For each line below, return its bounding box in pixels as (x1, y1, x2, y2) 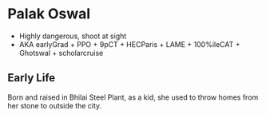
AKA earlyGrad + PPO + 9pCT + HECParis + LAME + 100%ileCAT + (18, 39, 240, 49)
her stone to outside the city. (7, 100, 102, 110)
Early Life (7, 71, 56, 85)
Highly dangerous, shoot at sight (18, 31, 127, 41)
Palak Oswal (7, 5, 91, 23)
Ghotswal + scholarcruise (18, 48, 104, 57)
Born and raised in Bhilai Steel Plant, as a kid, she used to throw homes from (7, 92, 259, 102)
